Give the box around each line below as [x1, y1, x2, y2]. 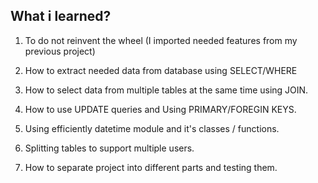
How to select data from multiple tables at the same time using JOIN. [24, 84, 309, 96]
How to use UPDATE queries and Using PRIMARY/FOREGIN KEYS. [24, 103, 297, 115]
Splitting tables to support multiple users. [24, 142, 195, 154]
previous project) [24, 45, 96, 57]
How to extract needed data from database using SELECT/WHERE [24, 64, 298, 76]
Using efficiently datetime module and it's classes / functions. [24, 122, 280, 134]
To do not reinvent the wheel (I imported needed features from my [24, 34, 298, 46]
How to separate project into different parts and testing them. [24, 161, 278, 173]
